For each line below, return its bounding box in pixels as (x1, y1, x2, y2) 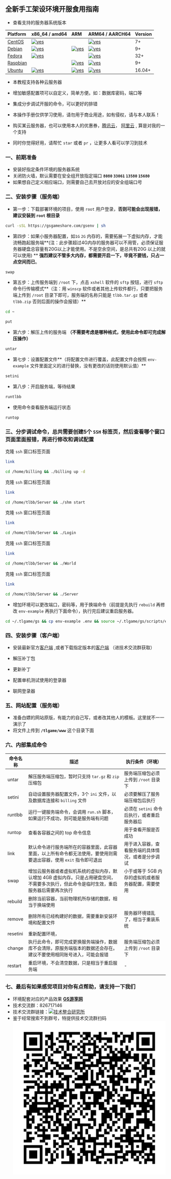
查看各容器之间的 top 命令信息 (28, 829, 91, 836)
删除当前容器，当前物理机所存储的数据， (28, 895, 113, 902)
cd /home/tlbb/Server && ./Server (5, 592, 79, 597)
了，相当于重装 (124, 916, 156, 922)
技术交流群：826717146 (12, 1002, 63, 1008)
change (7, 945, 24, 951)
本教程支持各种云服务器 (12, 79, 62, 85)
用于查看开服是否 (124, 826, 160, 833)
